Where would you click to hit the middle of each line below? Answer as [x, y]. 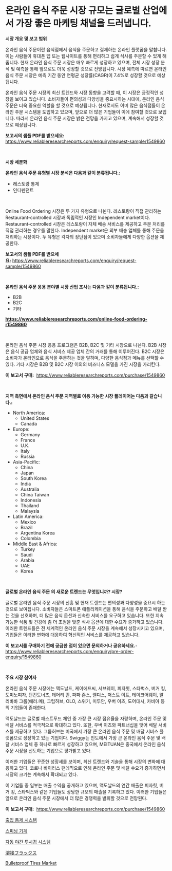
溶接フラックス [21, 853]
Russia [27, 456]
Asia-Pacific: [26, 462]
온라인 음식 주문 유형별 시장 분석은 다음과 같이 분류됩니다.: [63, 173]
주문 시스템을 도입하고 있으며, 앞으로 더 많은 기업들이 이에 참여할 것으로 [86, 112]
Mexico [28, 522]
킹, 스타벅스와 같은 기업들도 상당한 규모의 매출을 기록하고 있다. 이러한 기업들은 [89, 791]
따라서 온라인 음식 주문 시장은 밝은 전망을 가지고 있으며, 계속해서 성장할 [87, 118]
